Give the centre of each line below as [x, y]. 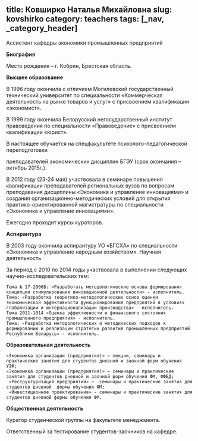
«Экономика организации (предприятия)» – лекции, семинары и [84, 356]
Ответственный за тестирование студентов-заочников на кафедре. [92, 431]
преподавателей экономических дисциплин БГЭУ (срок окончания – [94, 161]
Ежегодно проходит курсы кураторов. [55, 222]
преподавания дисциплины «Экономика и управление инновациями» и [98, 192]
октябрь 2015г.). [26, 168]
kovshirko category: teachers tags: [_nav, [85, 19]
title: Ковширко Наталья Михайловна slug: [89, 10]
